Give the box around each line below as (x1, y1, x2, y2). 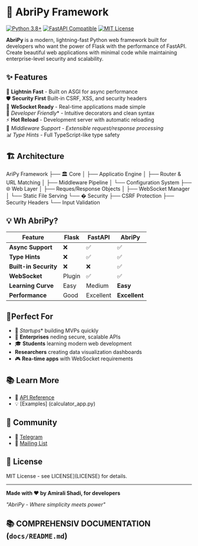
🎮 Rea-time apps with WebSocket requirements (14, 355, 134, 362)
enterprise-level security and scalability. (6, 55, 104, 62)
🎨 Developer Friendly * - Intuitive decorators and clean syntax (6, 109, 155, 116)
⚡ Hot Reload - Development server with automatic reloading (6, 116, 154, 123)
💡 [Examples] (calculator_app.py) (14, 400, 96, 407)
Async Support (9, 243, 53, 252)
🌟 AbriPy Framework (6, 5, 109, 19)
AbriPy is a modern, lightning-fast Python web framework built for (6, 36, 167, 43)
